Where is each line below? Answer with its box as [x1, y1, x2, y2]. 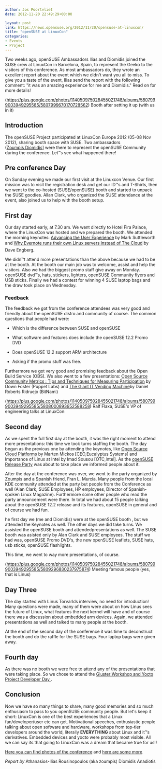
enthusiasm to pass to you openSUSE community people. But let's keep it [5, 708, 151, 714]
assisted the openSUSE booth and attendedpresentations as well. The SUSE [5, 527, 157, 533]
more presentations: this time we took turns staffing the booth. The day [5, 441, 147, 447]
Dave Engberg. [5, 247, 35, 253]
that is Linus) [5, 572, 31, 577]
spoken [5, 492, 20, 498]
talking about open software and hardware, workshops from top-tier [5, 724, 141, 730]
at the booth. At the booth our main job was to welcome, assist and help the [5, 262, 156, 268]
